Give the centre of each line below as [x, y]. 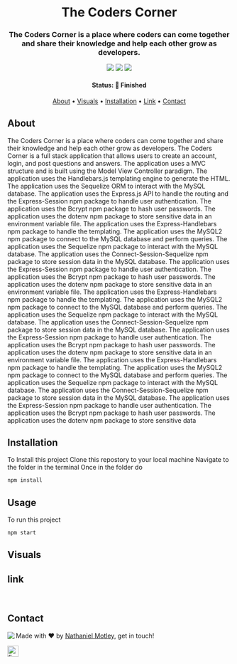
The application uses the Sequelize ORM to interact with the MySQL [106, 186]
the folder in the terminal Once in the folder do [75, 468]
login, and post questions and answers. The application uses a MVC [106, 163]
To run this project [34, 520]
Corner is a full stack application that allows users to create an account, [112, 156]
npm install [25, 480]
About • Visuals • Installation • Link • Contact [119, 101]
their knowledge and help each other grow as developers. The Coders [110, 148]
